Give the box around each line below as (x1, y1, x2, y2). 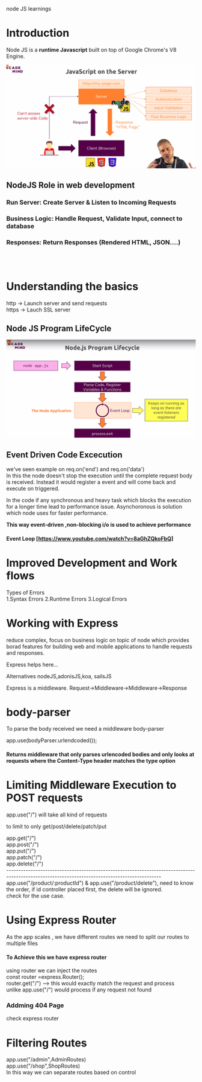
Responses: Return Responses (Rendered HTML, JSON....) (6, 238, 181, 247)
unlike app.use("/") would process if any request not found (6, 986, 152, 993)
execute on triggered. (6, 485, 60, 492)
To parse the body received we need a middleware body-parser (6, 725, 164, 733)
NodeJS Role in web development (6, 180, 135, 191)
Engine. (6, 53, 25, 60)
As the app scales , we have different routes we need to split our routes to (6, 933, 189, 940)
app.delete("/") (6, 860, 44, 867)
